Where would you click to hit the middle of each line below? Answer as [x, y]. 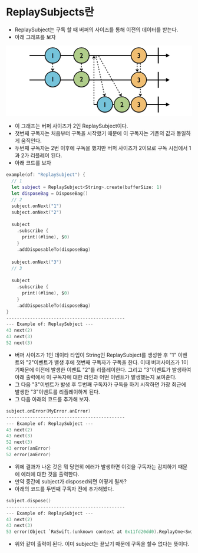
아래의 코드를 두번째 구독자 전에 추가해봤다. [64, 489]
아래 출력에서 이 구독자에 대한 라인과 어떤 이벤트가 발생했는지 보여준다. [95, 377]
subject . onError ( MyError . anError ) [49, 411]
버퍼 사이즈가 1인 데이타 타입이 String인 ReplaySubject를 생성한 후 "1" [95, 355]
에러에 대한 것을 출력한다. [50, 474]
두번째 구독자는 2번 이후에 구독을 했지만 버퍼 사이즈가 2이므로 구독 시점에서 [101, 148]
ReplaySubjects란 [50, 12]
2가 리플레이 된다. [42, 156]
